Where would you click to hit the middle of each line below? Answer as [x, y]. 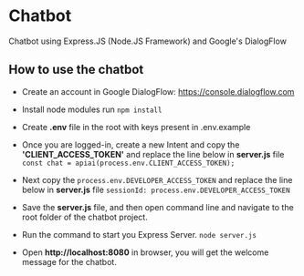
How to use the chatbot [76, 70]
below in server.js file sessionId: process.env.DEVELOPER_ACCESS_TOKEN [156, 189]
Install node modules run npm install [92, 109]
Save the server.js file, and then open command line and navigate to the [157, 207]
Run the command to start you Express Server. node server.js [139, 234]
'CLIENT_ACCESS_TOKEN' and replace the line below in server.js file [153, 154]
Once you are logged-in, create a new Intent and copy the [131, 144]
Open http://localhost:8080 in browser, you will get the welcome [145, 252]
